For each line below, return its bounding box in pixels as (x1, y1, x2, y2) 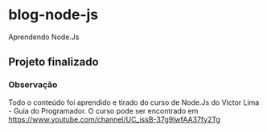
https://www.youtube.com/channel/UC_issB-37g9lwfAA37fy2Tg (8, 114, 221, 124)
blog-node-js (8, 6, 99, 24)
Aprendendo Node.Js (8, 32, 80, 42)
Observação (8, 79, 58, 90)
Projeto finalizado (8, 55, 99, 69)
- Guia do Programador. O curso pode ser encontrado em (8, 106, 199, 115)
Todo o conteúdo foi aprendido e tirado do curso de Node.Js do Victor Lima (8, 98, 260, 107)
